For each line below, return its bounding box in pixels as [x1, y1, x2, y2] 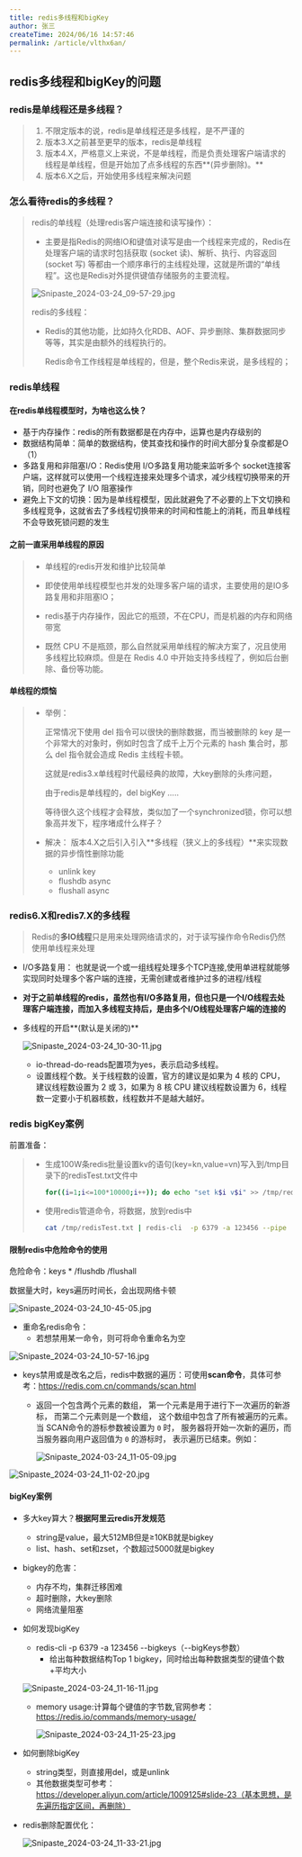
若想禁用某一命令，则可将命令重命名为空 [35, 1333, 186, 1344]
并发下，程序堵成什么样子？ [60, 817, 164, 829]
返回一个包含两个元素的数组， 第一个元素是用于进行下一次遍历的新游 [35, 1400, 290, 1410]
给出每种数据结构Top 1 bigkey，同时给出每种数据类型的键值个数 [49, 1653, 285, 1664]
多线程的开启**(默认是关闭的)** [22, 1023, 139, 1034]
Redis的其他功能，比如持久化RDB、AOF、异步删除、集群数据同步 [44, 326, 287, 337]
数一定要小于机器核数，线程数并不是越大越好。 [35, 1093, 209, 1104]
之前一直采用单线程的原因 [9, 539, 104, 549]
